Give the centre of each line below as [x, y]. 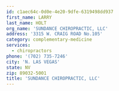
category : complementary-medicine [49, 40]
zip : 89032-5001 [26, 73]
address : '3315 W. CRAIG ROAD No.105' [54, 34]
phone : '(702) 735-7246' [37, 56]
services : [19, 45]
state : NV [19, 67]
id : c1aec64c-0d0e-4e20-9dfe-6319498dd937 [60, 12]
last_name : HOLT [26, 23]
